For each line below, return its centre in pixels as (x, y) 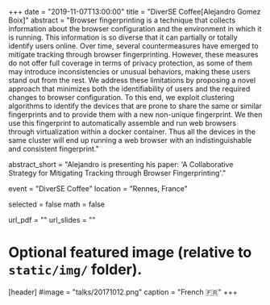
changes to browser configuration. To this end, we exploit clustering (122, 97)
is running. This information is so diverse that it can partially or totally (123, 37)
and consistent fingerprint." (54, 149)
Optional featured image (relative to (130, 253)
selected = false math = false (57, 204)
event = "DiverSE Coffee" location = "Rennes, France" (98, 188)
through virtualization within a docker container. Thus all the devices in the (132, 132)
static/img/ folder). (75, 270)
